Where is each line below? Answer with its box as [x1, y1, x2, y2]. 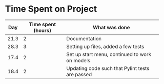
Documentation [66, 35, 102, 42]
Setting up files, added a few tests [66, 43, 144, 50]
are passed [66, 71, 92, 78]
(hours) [33, 27, 51, 34]
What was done [92, 24, 130, 31]
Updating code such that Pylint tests [66, 65, 150, 71]
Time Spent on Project [5, 3, 97, 15]
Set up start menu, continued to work [66, 51, 151, 58]
